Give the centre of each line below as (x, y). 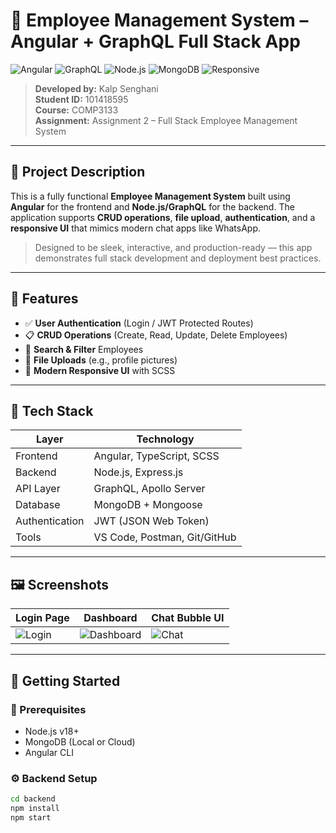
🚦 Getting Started (65, 680)
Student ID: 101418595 (81, 99)
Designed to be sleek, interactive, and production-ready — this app (173, 247)
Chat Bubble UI (188, 618)
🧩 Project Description (78, 172)
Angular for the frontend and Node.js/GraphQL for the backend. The (152, 206)
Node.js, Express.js (138, 472)
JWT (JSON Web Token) (151, 521)
